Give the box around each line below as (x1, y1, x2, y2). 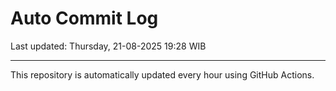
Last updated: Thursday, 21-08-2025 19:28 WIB (10, 40, 207, 52)
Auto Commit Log (10, 7, 159, 30)
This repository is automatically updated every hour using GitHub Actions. (10, 68, 315, 81)
